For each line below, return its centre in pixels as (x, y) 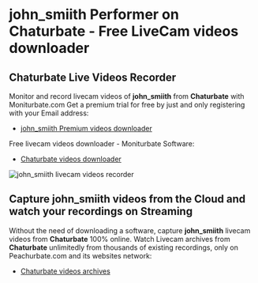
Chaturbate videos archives (65, 271)
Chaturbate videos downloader (71, 159)
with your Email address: (49, 113)
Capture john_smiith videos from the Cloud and (127, 199)
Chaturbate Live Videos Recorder (93, 77)
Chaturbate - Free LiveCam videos (124, 31)
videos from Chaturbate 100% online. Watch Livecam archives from (120, 239)
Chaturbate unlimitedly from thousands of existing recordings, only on (124, 247)
